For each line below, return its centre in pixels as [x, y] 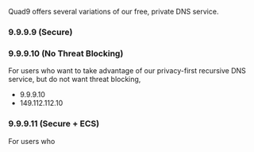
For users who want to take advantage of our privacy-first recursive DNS [127, 71]
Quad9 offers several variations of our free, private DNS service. [114, 12]
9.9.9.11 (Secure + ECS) [54, 124]
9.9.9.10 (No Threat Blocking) [66, 53]
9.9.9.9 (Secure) [40, 32]
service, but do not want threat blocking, [75, 80]
